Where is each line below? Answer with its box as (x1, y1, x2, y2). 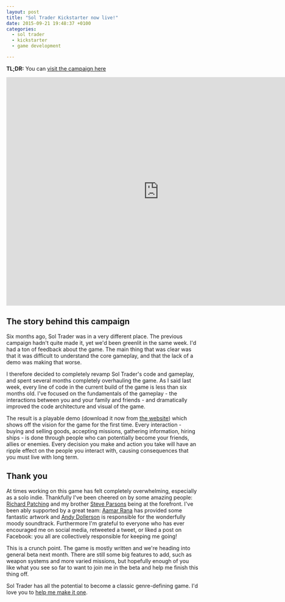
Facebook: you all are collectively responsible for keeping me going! (6, 533, 178, 540)
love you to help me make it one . (6, 589, 88, 596)
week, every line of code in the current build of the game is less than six (6, 383, 187, 391)
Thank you (6, 471, 47, 481)
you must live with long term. (6, 453, 79, 461)
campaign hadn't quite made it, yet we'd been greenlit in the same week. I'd (6, 339, 197, 346)
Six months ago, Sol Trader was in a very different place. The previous (6, 333, 183, 340)
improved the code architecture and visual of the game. (6, 403, 146, 410)
